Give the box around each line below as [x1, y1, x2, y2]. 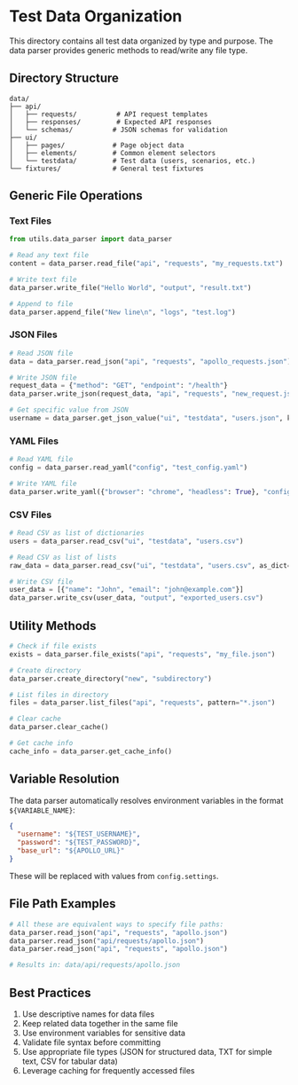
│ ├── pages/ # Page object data [9, 140, 184, 150]
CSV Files [9, 508, 52, 521]
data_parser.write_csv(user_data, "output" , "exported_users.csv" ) [9, 594, 264, 602]
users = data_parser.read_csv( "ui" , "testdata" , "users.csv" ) [9, 537, 244, 546]
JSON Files [9, 328, 58, 341]
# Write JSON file [9, 373, 77, 382]
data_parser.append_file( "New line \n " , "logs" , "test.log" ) [9, 308, 237, 317]
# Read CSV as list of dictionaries [9, 529, 145, 538]
